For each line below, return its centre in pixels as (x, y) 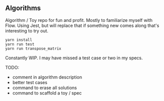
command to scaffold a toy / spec (47, 93)
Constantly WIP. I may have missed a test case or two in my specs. (74, 58)
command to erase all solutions (44, 88)
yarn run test (20, 44)
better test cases (30, 82)
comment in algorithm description (47, 77)
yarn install (19, 40)
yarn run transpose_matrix (33, 49)
